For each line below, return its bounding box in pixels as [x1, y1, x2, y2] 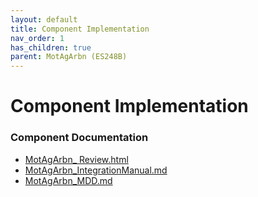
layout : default [10, 14, 78, 25]
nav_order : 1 [10, 33, 65, 43]
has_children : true [10, 42, 92, 53]
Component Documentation [10, 131, 149, 145]
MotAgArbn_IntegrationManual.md [24, 164, 168, 176]
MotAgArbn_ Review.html [24, 153, 129, 165]
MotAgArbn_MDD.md [24, 174, 113, 186]
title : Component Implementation [10, 24, 150, 34]
